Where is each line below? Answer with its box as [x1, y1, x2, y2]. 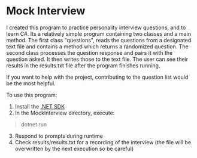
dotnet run [20, 120, 47, 128]
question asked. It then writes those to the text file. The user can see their [6, 55, 189, 63]
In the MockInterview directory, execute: [14, 109, 115, 116]
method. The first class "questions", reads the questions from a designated [6, 36, 192, 44]
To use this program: [6, 91, 57, 98]
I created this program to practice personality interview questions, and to [6, 24, 186, 31]
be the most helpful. [6, 79, 56, 87]
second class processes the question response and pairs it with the [6, 49, 173, 56]
